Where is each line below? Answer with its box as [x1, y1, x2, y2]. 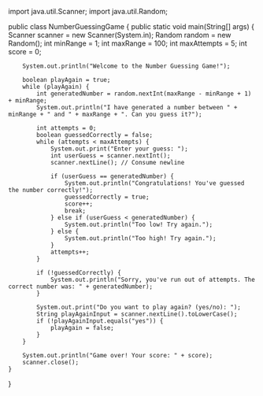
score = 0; [8, 47, 42, 56]
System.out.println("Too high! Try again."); [64, 235, 217, 242]
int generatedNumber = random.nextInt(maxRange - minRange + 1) [36, 90, 252, 98]
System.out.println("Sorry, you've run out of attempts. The [50, 276, 256, 283]
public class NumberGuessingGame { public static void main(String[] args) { [8, 22, 254, 31]
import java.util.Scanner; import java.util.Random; [8, 7, 168, 16]
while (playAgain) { [22, 83, 90, 91]
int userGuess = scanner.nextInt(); [50, 152, 171, 160]
